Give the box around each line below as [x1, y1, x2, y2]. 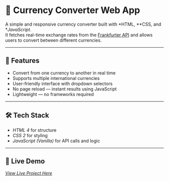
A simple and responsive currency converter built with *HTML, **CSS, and [5, 21, 161, 27]
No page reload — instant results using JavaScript [12, 85, 117, 92]
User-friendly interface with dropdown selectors [12, 80, 113, 86]
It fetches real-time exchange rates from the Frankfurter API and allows [5, 32, 153, 38]
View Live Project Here [5, 170, 53, 176]
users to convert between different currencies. [5, 37, 102, 43]
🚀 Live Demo [5, 157, 45, 165]
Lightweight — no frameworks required [12, 91, 94, 97]
